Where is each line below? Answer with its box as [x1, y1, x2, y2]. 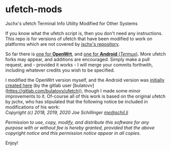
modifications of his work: [5, 104, 60, 110]
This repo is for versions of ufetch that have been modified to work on [5, 36, 153, 42]
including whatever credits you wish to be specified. [5, 67, 115, 73]
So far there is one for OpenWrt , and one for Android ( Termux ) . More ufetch [5, 51, 166, 57]
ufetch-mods [5, 4, 62, 15]
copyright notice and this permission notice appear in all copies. [5, 130, 141, 136]
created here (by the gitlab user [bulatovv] [5, 82, 94, 88]
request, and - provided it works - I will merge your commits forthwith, [5, 62, 153, 68]
